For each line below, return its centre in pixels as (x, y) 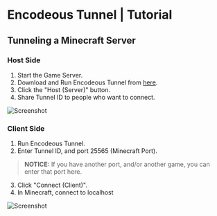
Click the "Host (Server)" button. (64, 89)
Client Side (26, 128)
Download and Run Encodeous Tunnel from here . (87, 82)
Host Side (24, 60)
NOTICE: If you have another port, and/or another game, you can (117, 164)
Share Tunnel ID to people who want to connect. (86, 97)
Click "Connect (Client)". (52, 185)
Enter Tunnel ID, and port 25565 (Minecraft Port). (87, 151)
